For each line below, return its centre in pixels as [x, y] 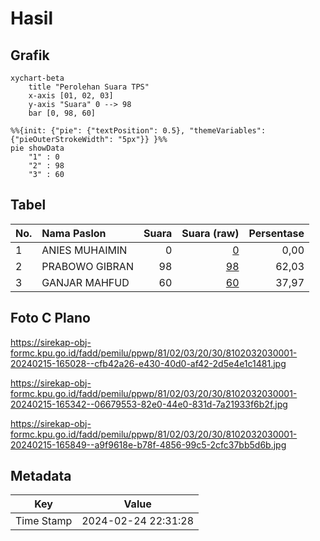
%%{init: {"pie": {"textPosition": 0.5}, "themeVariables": [138, 131]
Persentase [276, 233]
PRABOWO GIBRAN [87, 266]
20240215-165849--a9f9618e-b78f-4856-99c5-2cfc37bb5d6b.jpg [148, 444]
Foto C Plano [50, 318]
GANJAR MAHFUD [85, 282]
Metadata [41, 476]
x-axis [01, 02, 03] [71, 96]
